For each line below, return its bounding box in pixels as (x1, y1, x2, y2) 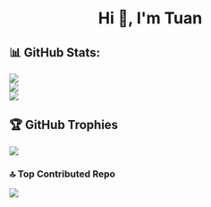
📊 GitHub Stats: (9, 45, 101, 60)
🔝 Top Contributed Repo (9, 168, 116, 180)
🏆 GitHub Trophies (9, 117, 119, 133)
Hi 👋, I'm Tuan (97, 8, 203, 29)
